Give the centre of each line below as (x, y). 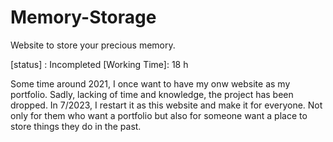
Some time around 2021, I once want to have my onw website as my (150, 83)
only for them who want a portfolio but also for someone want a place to (159, 115)
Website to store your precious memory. (93, 45)
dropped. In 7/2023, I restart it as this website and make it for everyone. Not (166, 105)
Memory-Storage (83, 17)
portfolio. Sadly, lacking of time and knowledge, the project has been (152, 94)
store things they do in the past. (76, 126)
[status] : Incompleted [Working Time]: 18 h (99, 64)
